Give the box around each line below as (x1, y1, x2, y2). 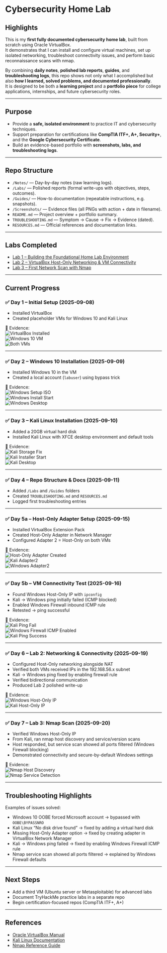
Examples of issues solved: (5, 805, 61, 811)
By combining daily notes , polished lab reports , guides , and (5, 67, 130, 73)
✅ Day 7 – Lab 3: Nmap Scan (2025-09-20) (5, 719, 110, 726)
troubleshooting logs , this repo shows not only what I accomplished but (5, 73, 154, 78)
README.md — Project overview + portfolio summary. (12, 211, 118, 217)
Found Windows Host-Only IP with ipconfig (12, 591, 102, 597)
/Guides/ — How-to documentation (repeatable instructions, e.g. (12, 195, 145, 201)
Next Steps (5, 875, 40, 884)
